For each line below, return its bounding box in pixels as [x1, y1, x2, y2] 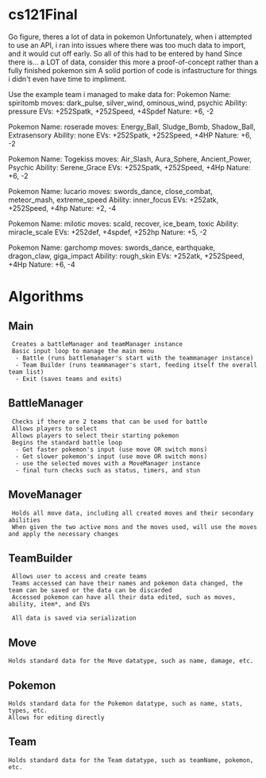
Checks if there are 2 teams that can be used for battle [11, 418, 208, 426]
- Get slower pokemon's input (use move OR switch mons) [15, 452, 208, 461]
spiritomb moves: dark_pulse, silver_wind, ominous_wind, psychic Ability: [8, 98, 248, 107]
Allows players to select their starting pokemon [11, 431, 179, 439]
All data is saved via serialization [11, 614, 137, 622]
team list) [8, 368, 44, 375]
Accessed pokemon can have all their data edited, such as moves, [11, 593, 237, 601]
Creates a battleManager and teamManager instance [11, 340, 183, 348]
